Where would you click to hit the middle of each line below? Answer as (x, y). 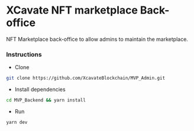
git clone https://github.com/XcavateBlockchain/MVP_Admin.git (86, 78)
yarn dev (17, 122)
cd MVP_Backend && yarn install (46, 100)
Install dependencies (40, 90)
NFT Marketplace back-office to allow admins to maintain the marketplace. (97, 39)
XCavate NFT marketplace (72, 10)
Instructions (24, 54)
